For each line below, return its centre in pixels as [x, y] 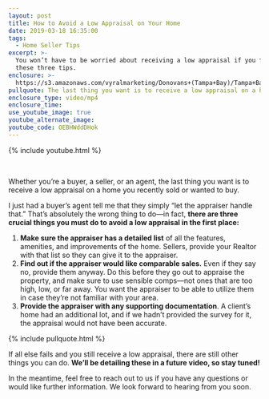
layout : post [30, 16]
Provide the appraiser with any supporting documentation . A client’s [135, 306]
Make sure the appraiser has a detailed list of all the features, [122, 238]
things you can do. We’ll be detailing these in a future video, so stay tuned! [134, 362]
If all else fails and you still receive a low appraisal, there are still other [123, 354]
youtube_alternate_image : [51, 120]
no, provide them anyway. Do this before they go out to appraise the [132, 272]
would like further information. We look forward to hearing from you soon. [130, 386]
